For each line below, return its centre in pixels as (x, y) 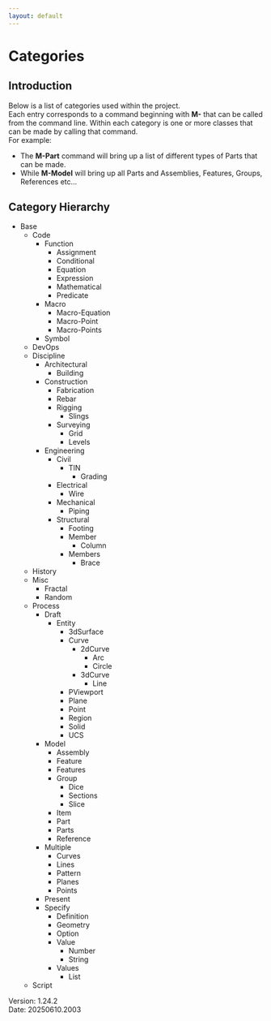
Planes (68, 882)
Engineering (64, 450)
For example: (30, 140)
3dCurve (95, 675)
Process (46, 606)
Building (70, 373)
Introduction (40, 86)
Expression (75, 278)
